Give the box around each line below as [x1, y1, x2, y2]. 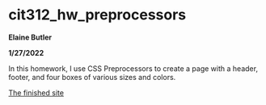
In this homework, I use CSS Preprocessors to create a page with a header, [8, 63, 259, 73]
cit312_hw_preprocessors [8, 6, 187, 24]
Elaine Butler [8, 32, 53, 42]
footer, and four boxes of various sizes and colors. [8, 72, 176, 82]
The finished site [8, 87, 65, 98]
